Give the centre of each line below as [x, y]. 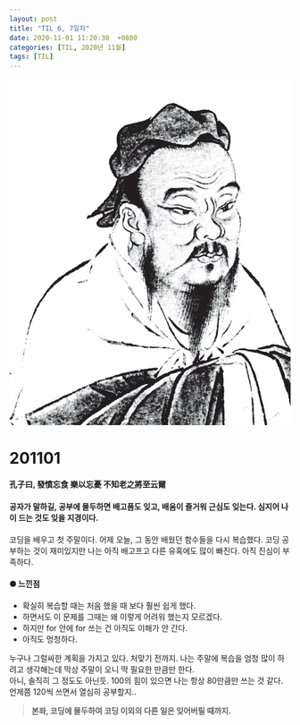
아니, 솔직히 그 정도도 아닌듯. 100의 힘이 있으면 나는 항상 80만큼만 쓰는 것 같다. [146, 680]
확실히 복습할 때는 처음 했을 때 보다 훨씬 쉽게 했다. [109, 605]
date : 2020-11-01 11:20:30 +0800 [74, 38]
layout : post [33, 19]
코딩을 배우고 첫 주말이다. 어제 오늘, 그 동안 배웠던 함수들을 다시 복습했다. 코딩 [145, 539]
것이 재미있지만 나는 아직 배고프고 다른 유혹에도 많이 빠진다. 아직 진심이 [157, 550]
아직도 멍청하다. [50, 639]
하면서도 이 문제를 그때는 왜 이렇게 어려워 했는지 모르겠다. [122, 617]
